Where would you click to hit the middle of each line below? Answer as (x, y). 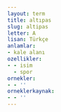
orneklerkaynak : (31, 91)
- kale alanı (26, 53)
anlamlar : (22, 46)
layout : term (26, 14)
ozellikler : (25, 59)
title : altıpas (29, 20)
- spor (23, 72)
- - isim (20, 65)
